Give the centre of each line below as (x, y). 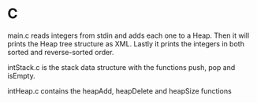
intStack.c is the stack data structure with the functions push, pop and (121, 67)
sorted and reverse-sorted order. (61, 52)
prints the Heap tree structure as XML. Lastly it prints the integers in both (126, 43)
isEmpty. (22, 75)
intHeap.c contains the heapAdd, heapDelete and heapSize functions (119, 90)
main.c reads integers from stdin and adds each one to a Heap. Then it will (128, 35)
